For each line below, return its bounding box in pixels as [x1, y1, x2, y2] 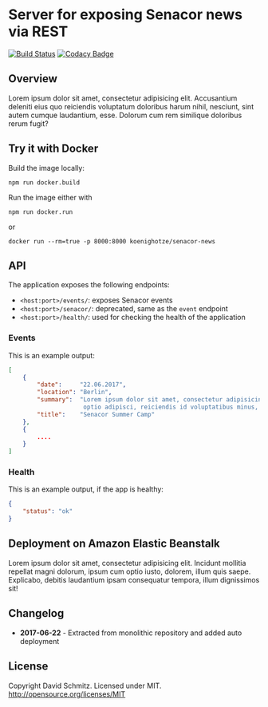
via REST [8, 22, 69, 41]
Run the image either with [8, 192, 93, 202]
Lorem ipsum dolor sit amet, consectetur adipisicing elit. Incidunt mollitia [8, 558, 246, 567]
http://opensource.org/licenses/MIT [8, 689, 126, 699]
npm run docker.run [8, 207, 73, 216]
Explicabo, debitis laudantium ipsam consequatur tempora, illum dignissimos [8, 575, 260, 584]
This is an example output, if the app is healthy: [8, 484, 164, 494]
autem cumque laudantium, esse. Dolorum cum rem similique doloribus [8, 110, 242, 120]
